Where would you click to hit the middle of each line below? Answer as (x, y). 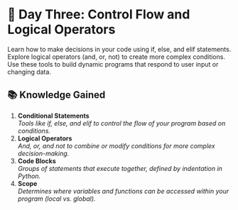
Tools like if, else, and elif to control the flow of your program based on (121, 123)
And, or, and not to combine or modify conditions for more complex (116, 145)
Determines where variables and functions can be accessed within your (123, 191)
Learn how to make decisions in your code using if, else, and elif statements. (119, 49)
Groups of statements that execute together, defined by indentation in (120, 168)
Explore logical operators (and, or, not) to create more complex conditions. (117, 57)
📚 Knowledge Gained (56, 95)
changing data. (29, 72)
